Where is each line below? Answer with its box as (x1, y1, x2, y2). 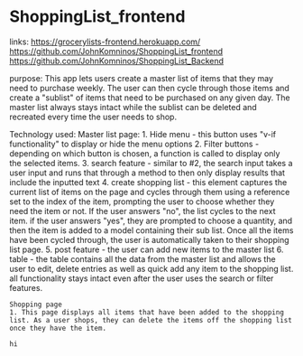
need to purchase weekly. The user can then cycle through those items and (9, 82, 290, 93)
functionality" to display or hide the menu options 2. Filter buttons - (9, 138, 260, 149)
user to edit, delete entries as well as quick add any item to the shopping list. (9, 263, 294, 274)
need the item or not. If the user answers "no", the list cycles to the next (9, 205, 276, 216)
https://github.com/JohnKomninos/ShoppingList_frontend (9, 45, 224, 56)
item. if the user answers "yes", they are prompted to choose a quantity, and (9, 215, 293, 226)
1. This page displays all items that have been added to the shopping (9, 307, 284, 317)
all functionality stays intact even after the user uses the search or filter (9, 273, 274, 284)
